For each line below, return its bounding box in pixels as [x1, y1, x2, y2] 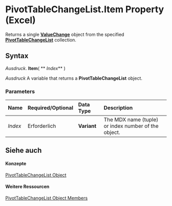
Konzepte [5, 161, 27, 167]
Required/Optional [27, 104, 73, 111]
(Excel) [5, 14, 36, 26]
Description [103, 104, 133, 111]
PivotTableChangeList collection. [5, 37, 77, 43]
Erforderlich [27, 123, 56, 130]
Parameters [5, 88, 35, 95]
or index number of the [103, 123, 159, 130]
